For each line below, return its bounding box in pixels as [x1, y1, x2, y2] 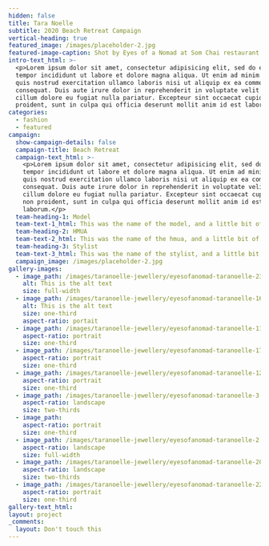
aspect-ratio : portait [22, 317, 98, 325]
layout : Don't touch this [15, 525, 102, 533]
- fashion [15, 116, 48, 124]
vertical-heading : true [8, 34, 88, 42]
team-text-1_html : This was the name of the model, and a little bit [15, 220, 252, 228]
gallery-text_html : [8, 503, 74, 511]
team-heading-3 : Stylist [15, 243, 98, 251]
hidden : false [8, 11, 56, 20]
